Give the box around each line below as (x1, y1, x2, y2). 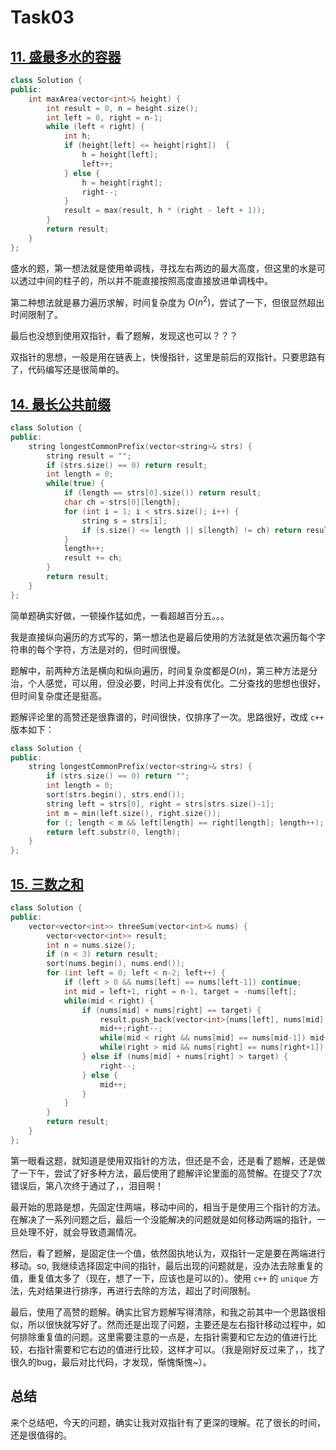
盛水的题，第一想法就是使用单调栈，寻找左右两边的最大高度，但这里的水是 (10, 262, 317, 274)
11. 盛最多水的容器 (10, 48, 122, 65)
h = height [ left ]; (81, 150, 159, 160)
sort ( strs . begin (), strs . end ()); (46, 790, 186, 800)
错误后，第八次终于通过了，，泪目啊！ (10, 1179, 164, 1191)
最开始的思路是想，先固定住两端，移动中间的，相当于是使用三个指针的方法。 (10, 1201, 326, 1213)
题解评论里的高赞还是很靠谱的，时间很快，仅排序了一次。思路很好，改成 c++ (10, 711, 325, 723)
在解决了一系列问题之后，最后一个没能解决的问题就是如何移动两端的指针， (10, 1213, 317, 1225)
